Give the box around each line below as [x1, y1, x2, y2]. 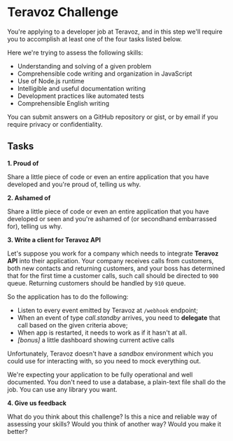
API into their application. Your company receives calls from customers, [7, 256, 214, 265]
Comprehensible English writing [17, 99, 110, 107]
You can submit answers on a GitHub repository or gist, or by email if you [7, 113, 218, 121]
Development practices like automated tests [17, 92, 145, 100]
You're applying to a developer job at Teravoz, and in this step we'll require [7, 27, 223, 36]
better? [7, 427, 28, 435]
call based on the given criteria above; [17, 321, 128, 329]
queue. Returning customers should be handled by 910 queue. [7, 279, 186, 287]
